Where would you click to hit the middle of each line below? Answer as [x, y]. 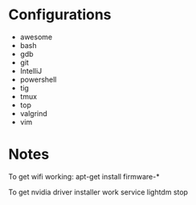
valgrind [34, 113]
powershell [38, 79]
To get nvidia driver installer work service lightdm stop [98, 192]
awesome [36, 37]
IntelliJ [31, 70]
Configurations [60, 15]
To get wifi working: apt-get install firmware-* [84, 176]
